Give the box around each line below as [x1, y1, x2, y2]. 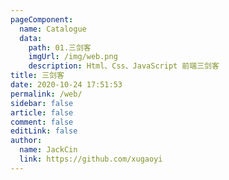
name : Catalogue [19, 24, 87, 34]
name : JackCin [19, 145, 78, 155]
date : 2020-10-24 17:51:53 [10, 80, 123, 90]
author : [10, 136, 43, 146]
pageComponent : [10, 14, 74, 25]
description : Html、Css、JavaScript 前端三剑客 [28, 61, 220, 71]
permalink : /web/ [10, 89, 83, 99]
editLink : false [10, 126, 78, 136]
